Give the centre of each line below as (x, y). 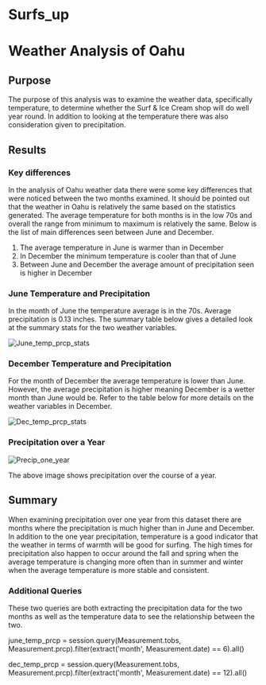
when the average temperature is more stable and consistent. (109, 570)
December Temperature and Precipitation (90, 364)
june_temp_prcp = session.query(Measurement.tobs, (94, 640)
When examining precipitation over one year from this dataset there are (125, 520)
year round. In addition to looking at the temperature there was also (118, 116)
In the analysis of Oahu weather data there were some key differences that (130, 189)
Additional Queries (45, 590)
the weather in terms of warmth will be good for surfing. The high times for (131, 545)
